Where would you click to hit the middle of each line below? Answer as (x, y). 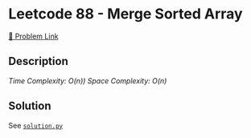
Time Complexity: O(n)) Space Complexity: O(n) (88, 80)
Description (38, 61)
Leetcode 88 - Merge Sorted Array (125, 14)
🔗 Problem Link (33, 36)
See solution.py (35, 125)
